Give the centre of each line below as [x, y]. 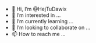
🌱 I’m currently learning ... [42, 21]
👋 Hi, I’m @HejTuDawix [39, 9]
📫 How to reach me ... [38, 34]
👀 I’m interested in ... [36, 15]
